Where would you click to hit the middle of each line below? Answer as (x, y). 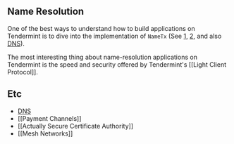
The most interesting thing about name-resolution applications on (102, 57)
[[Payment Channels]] (49, 118)
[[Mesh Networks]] (45, 133)
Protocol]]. (23, 72)
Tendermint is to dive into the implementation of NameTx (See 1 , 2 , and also (115, 36)
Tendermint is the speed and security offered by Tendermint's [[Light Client (117, 64)
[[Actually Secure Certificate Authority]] (75, 126)
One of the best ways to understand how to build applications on (101, 28)
